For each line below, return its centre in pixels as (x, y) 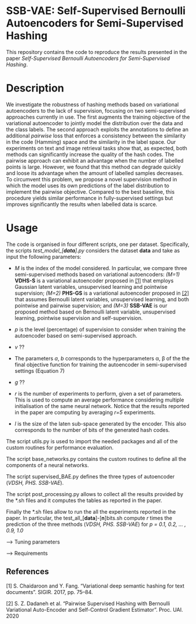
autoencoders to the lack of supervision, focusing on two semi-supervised (96, 110)
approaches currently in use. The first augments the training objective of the (98, 117)
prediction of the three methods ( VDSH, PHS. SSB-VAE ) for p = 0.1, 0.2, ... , (96, 524)
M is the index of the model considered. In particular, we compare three (101, 268)
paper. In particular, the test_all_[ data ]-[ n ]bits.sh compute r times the (89, 518)
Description (35, 88)
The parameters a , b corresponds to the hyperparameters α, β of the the (102, 358)
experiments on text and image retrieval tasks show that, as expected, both (97, 148)
